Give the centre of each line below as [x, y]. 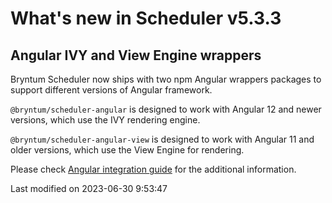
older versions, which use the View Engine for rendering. [127, 150]
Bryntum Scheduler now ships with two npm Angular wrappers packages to [166, 79]
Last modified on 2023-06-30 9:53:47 [89, 188]
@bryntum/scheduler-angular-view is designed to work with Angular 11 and [162, 139]
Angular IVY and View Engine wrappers [136, 55]
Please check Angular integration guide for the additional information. [153, 169]
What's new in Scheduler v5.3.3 [146, 18]
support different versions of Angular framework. [111, 90]
